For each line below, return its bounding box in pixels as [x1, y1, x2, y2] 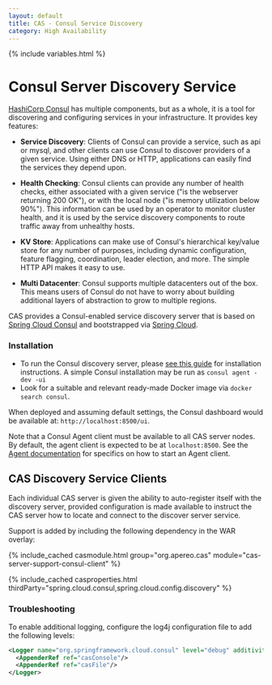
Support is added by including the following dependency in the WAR [8, 526, 236, 536]
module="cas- [213, 551, 261, 560]
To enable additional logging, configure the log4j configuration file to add [8, 622, 253, 632]
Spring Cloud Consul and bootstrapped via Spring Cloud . [8, 320, 198, 330]
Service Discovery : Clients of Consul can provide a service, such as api [19, 137, 261, 146]
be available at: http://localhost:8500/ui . [8, 416, 150, 425]
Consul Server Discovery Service [8, 78, 236, 95]
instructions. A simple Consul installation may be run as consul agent [19, 367, 251, 377]
